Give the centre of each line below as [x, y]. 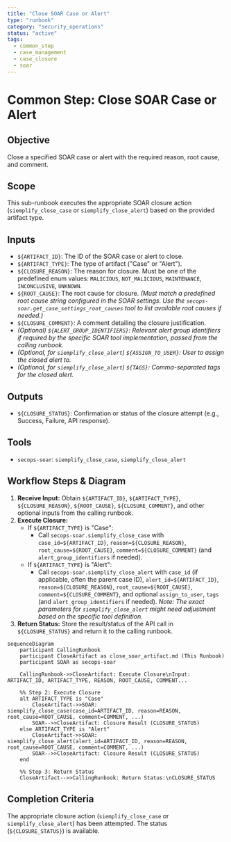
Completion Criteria [51, 799]
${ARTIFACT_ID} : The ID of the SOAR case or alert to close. [100, 256]
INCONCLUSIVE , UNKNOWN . [49, 286]
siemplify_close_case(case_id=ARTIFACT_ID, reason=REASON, [94, 710]
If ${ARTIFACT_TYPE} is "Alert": [70, 564]
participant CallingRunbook [60, 650]
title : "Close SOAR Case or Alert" [59, 14]
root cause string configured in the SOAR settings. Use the [101, 301]
